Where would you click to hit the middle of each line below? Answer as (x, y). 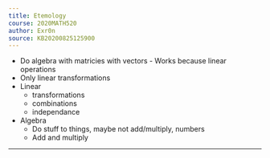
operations (38, 70)
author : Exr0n (32, 30)
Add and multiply (60, 138)
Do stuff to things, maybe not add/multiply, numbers (118, 129)
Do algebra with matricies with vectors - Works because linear (123, 61)
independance (56, 112)
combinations (55, 103)
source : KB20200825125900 (51, 38)
